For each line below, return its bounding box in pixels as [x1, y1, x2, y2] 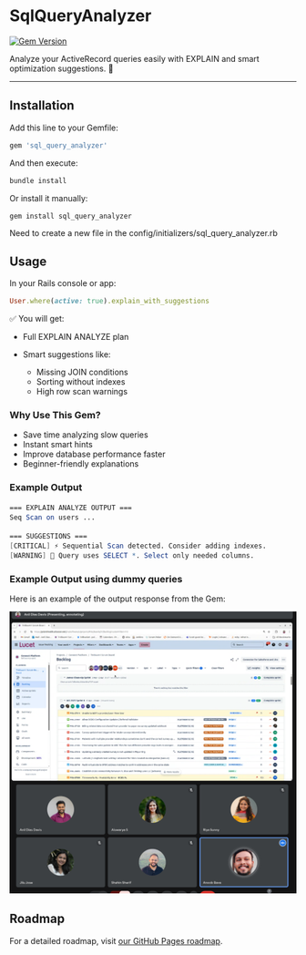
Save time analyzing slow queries [22, 429, 148, 440]
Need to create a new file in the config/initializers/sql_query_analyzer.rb [9, 227, 278, 238]
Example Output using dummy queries [9, 572, 183, 585]
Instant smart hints [22, 439, 93, 450]
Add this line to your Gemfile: [9, 122, 118, 133]
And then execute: [9, 157, 78, 169]
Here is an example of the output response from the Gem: [9, 593, 226, 604]
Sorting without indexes [36, 376, 126, 387]
